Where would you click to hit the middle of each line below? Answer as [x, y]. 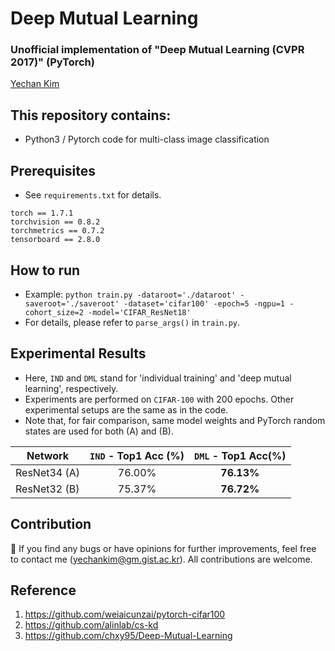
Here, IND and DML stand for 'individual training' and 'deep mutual [158, 378]
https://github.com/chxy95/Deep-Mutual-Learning [128, 636]
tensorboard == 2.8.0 [55, 240]
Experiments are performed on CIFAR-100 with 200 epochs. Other [159, 399]
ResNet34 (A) [48, 472]
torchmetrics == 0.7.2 [57, 231]
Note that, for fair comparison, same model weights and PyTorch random [175, 420]
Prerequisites [53, 170]
